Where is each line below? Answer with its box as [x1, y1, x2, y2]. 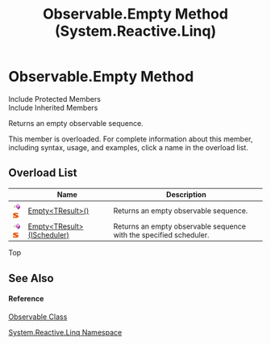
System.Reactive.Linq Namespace [8, 327, 123, 337]
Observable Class [8, 312, 68, 322]
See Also [8, 271, 54, 285]
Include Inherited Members [8, 103, 98, 112]
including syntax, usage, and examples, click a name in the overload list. [8, 142, 248, 152]
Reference [8, 294, 44, 304]
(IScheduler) [27, 229, 70, 239]
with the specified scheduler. [113, 229, 210, 239]
